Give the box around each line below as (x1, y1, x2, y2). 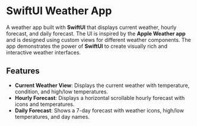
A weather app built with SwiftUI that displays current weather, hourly (6, 24, 177, 31)
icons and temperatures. (14, 101, 75, 108)
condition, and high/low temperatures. (14, 88, 109, 95)
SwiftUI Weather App (6, 4, 112, 18)
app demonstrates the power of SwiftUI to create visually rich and (6, 43, 168, 50)
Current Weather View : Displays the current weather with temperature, (14, 82, 190, 89)
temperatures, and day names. (14, 113, 90, 120)
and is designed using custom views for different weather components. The (6, 36, 192, 43)
